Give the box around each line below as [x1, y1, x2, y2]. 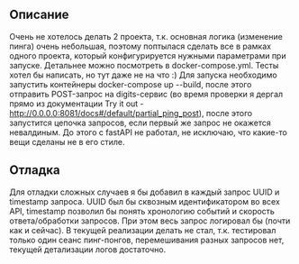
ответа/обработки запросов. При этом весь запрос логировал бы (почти [9, 215, 291, 226]
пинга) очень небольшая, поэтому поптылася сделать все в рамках [9, 41, 272, 51]
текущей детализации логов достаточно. [9, 243, 167, 255]
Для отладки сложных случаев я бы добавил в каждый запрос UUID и [9, 187, 280, 197]
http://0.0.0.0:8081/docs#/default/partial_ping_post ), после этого [9, 107, 253, 118]
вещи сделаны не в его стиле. [9, 136, 125, 147]
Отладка [9, 162, 60, 178]
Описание [9, 7, 69, 23]
